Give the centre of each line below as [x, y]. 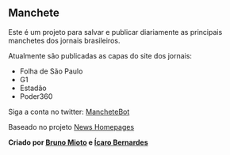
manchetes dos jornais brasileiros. [64, 40]
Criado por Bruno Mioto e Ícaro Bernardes [78, 142]
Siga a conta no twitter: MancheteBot [69, 112]
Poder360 [36, 96]
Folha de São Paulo [51, 71]
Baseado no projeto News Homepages [71, 127]
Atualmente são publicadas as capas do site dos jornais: [100, 55]
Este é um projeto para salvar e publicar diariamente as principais [115, 32]
